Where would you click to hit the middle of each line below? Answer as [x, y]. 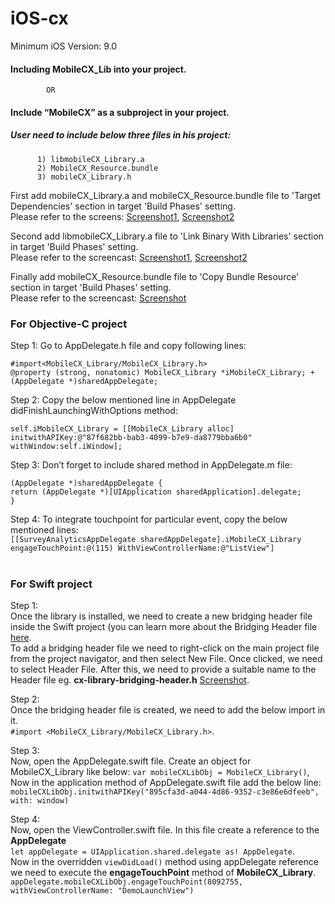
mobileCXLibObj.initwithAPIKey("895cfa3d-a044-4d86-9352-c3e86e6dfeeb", [165, 792]
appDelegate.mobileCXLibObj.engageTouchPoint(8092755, [127, 882]
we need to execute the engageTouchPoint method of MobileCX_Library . [163, 873]
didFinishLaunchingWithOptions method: [94, 410]
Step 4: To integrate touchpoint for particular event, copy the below [149, 519]
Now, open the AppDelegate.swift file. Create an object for [131, 761]
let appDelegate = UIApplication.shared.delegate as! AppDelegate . [153, 851]
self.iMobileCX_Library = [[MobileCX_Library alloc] [122, 429]
